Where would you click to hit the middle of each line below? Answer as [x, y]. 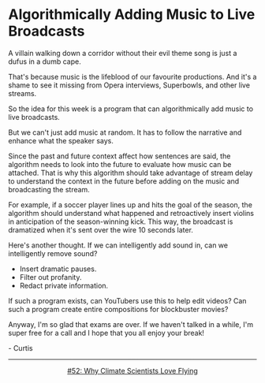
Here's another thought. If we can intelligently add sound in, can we [118, 245]
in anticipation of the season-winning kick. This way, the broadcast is [121, 221]
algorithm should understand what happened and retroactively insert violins [131, 213]
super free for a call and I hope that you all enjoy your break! [106, 333]
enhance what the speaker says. [61, 140]
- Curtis [21, 348]
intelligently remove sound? [53, 253]
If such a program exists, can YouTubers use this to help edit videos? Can [127, 300]
